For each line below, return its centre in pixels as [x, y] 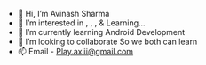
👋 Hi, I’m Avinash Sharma [63, 14]
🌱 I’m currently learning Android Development [101, 32]
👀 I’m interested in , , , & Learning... [81, 23]
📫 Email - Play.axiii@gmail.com [75, 51]
